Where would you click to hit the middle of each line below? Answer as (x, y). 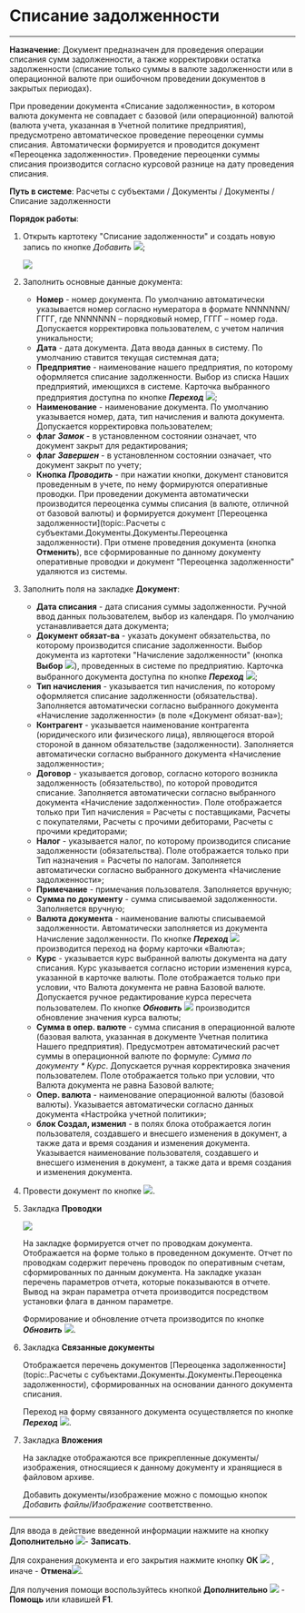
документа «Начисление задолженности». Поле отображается (159, 802)
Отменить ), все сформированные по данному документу (148, 552)
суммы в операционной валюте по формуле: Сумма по (144, 1056)
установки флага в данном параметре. (98, 1301)
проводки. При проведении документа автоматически (143, 493)
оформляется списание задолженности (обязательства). (147, 695)
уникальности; (64, 338)
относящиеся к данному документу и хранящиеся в (181, 1467)
